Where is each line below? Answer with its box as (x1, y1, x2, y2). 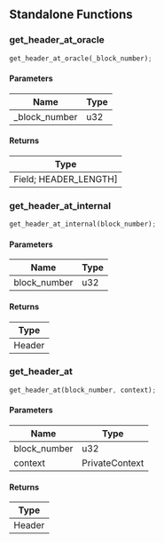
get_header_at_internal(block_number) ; (9, 220, 157, 229)
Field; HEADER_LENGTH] (13, 172, 118, 185)
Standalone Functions (9, 7, 133, 22)
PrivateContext (82, 457, 144, 469)
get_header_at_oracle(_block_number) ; (9, 53, 152, 63)
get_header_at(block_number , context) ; (9, 386, 157, 395)
